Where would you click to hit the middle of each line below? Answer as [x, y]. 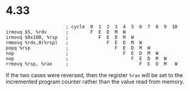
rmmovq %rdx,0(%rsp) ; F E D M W [74, 42]
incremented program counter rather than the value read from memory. [95, 81]
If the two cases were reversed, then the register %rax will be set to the [94, 75]
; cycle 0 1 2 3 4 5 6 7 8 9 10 [121, 27]
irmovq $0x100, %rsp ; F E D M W [70, 37]
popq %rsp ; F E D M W [78, 48]
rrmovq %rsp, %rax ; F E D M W [92, 64]
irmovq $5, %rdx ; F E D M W [66, 32]
